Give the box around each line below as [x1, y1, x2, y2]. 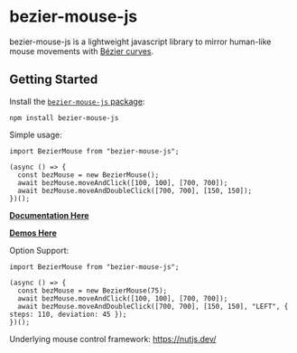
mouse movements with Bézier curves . [9, 45, 154, 56]
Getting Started [9, 72, 98, 88]
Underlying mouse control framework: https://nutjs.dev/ [9, 333, 217, 344]
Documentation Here [9, 209, 89, 220]
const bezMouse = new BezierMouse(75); [17, 286, 168, 295]
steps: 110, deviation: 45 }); [9, 310, 127, 319]
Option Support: [9, 245, 70, 255]
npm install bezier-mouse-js [9, 113, 119, 123]
